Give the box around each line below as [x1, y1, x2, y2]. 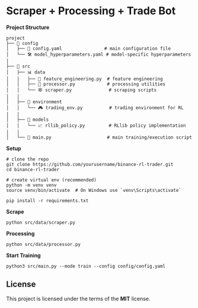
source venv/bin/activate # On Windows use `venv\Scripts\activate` [6, 187, 182, 193]
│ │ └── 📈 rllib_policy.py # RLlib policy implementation [6, 123, 186, 129]
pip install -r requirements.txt [6, 197, 89, 204]
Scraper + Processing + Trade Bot [6, 4, 176, 18]
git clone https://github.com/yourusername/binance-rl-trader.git [6, 161, 174, 167]
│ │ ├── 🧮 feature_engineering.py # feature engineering [6, 76, 163, 82]
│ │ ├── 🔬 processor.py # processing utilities [6, 81, 166, 87]
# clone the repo [6, 156, 49, 162]
